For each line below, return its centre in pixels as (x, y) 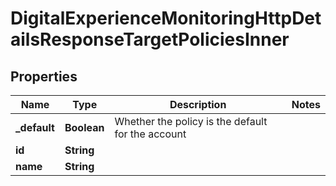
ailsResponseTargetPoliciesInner (150, 39)
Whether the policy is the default (191, 121)
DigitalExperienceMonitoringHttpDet (166, 18)
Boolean (84, 127)
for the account (150, 134)
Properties (44, 76)
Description (198, 104)
